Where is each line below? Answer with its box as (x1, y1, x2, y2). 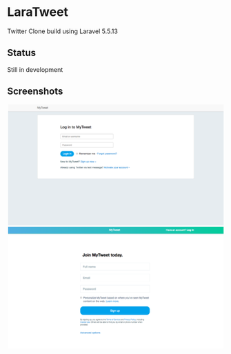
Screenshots (7, 86, 63, 97)
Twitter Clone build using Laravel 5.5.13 (7, 27, 119, 35)
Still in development (7, 65, 63, 73)
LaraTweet (7, 4, 69, 20)
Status (7, 47, 37, 59)
